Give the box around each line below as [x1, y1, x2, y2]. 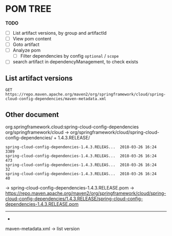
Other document [5, 110, 59, 119]
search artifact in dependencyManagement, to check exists [12, 59, 138, 65]
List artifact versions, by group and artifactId [12, 30, 107, 36]
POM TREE [5, 3, 52, 15]
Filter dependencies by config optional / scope [20, 53, 119, 59]
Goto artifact [12, 41, 40, 48]
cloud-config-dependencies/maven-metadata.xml [5, 97, 106, 102]
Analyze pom [12, 47, 41, 54]
